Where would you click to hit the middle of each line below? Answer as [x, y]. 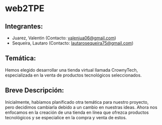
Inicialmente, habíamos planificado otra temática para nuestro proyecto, [77, 102]
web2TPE [25, 8]
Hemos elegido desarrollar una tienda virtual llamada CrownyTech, [72, 70]
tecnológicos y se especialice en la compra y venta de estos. [66, 117]
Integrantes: [24, 26]
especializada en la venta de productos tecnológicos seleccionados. [73, 75]
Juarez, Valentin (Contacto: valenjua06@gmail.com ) [64, 38]
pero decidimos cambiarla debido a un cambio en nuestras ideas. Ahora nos [81, 107]
